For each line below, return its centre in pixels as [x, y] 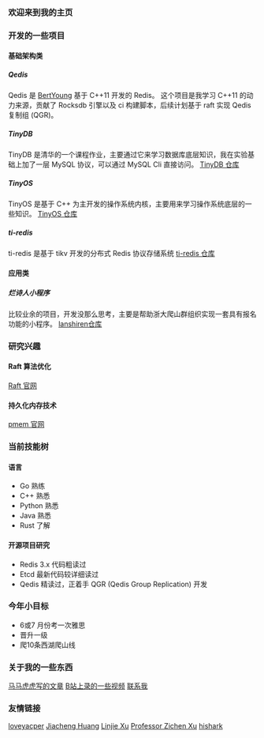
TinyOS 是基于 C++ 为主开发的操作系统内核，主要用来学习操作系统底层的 [127, 204]
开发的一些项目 [37, 36]
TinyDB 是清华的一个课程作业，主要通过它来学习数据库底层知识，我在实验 [128, 155]
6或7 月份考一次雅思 [52, 625]
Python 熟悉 [39, 506]
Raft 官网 [23, 386]
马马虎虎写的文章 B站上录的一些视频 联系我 [78, 686]
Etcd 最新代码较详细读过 [59, 574]
